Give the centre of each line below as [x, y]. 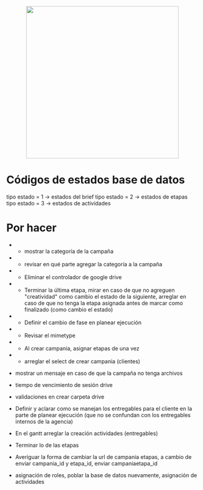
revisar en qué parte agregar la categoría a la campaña [93, 264]
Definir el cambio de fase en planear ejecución [83, 322]
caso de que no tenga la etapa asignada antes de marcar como [104, 303]
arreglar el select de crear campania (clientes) [82, 361]
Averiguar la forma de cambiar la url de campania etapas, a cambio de [103, 456]
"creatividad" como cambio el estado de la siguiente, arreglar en [105, 296]
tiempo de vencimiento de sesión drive [64, 385]
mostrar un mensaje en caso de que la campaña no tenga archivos [99, 373]
